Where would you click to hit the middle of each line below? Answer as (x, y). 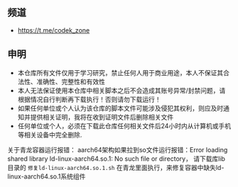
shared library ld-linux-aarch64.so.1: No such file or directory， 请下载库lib (117, 159)
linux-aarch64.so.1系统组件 (47, 176)
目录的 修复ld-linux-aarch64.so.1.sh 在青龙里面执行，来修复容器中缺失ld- (116, 167)
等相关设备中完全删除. (50, 135)
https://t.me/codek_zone (54, 30)
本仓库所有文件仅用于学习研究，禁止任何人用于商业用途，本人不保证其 (120, 72)
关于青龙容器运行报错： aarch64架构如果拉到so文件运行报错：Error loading (118, 149)
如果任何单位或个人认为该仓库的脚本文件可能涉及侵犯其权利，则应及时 (120, 108)
